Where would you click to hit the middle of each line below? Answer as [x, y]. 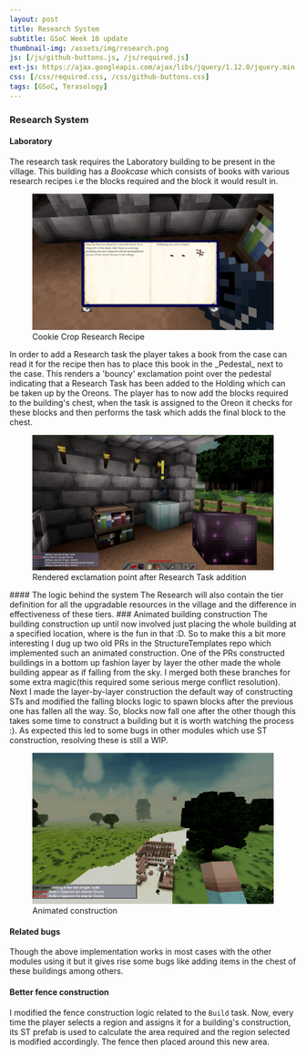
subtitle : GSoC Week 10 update [69, 38]
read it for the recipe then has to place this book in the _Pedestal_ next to [147, 364]
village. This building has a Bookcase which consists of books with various [149, 171]
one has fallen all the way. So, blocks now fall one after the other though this [153, 711]
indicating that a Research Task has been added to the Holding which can [148, 383]
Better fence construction [59, 992]
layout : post [34, 19]
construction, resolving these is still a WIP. [89, 740]
